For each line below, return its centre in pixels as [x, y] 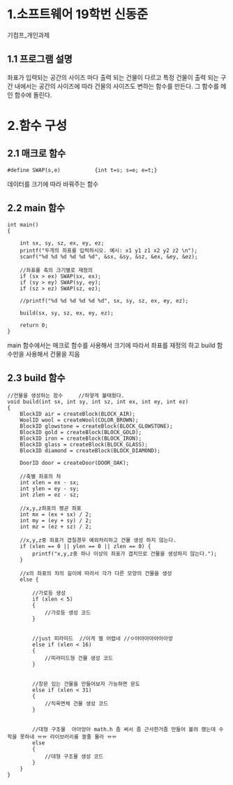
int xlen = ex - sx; [50, 483]
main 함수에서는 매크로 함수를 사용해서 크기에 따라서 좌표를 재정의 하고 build [111, 345]
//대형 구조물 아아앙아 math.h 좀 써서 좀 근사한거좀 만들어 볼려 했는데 [124, 730]
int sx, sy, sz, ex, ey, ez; [62, 243]
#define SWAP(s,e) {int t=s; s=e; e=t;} [82, 170]
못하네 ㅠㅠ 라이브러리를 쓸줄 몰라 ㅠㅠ [68, 737]
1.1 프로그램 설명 [40, 59]
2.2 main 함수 [36, 208]
